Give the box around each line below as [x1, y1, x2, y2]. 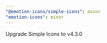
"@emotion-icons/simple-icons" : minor [5, 8, 101, 15]
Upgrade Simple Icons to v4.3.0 [5, 30, 83, 37]
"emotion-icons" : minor [5, 14, 64, 20]
